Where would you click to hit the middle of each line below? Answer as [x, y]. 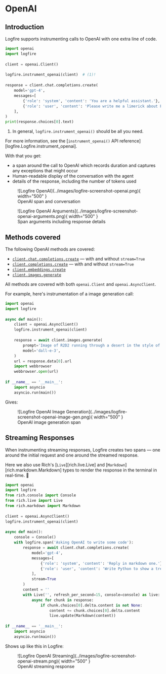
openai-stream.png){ [39, 661]
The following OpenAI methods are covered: [50, 249]
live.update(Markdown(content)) [83, 616]
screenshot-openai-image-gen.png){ [55, 417]
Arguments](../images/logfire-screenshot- [95, 211]
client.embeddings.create [39, 270]
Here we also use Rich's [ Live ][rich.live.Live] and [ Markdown [65, 465]
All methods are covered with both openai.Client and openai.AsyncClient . [81, 284]
